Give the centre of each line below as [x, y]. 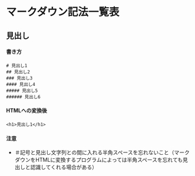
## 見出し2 [18, 72]
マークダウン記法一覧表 [63, 12]
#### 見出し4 [21, 84]
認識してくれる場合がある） [64, 167]
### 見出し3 [19, 78]
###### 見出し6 [23, 97]
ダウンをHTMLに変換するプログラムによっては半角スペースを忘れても [99, 160]
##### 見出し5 [22, 91]
